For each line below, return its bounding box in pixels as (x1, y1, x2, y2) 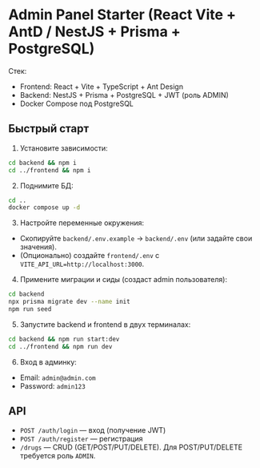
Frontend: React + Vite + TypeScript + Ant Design (19, 82, 184, 91)
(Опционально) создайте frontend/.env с (19, 251, 160, 260)
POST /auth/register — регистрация (19, 434, 143, 444)
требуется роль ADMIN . (19, 451, 96, 461)
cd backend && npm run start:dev (8, 335, 120, 343)
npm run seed (8, 305, 52, 313)
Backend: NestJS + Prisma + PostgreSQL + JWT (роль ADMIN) (19, 90, 230, 99)
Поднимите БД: (19, 180, 74, 190)
